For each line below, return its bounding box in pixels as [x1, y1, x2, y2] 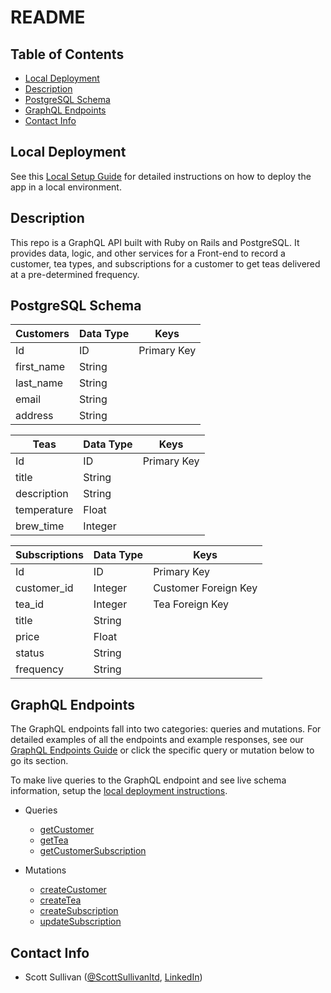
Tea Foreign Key [153, 597, 230, 611]
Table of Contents [10, 46, 125, 63]
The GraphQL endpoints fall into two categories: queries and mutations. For [10, 723, 322, 735]
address [15, 409, 54, 423]
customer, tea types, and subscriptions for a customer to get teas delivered [10, 257, 321, 270]
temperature [15, 503, 74, 517]
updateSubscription [39, 916, 122, 928]
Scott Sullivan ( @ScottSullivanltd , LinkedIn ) [24, 971, 203, 983]
